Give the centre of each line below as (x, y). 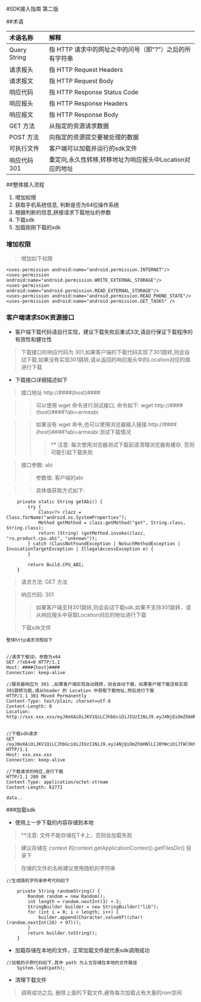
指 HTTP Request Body (81, 81)
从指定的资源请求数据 (79, 126)
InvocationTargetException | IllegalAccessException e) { (80, 549)
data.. (14, 798)
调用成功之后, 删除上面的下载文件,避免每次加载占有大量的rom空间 (101, 992)
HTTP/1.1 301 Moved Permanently (46, 696)
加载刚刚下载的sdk (38, 227)
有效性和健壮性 (33, 339)
